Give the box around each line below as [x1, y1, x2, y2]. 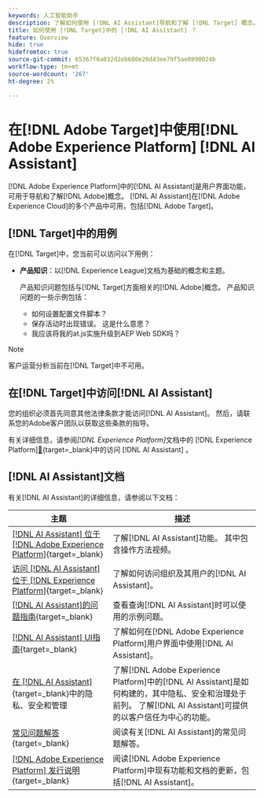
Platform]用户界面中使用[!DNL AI [112, 637, 233, 648]
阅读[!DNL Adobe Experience [112, 753, 221, 764]
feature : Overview [8, 33, 68, 42]
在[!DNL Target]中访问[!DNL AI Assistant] [8, 386, 213, 399]
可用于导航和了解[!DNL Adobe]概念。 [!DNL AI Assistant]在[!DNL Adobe [8, 191, 240, 201]
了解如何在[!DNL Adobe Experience [112, 625, 244, 637]
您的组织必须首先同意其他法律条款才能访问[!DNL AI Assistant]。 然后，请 [8, 409, 244, 418]
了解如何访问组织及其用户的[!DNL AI [112, 568, 247, 579]
